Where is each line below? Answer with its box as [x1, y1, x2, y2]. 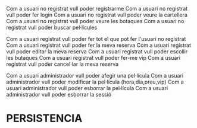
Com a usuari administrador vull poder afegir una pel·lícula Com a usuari [6, 72, 183, 79]
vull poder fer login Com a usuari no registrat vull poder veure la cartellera [6, 11, 187, 18]
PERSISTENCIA [6, 112, 83, 125]
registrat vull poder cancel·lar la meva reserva [6, 60, 119, 68]
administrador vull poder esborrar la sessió [6, 91, 112, 98]
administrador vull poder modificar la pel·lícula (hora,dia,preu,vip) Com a [6, 78, 185, 85]
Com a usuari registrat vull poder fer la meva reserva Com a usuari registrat [6, 41, 192, 49]
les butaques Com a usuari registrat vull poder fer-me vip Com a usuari [6, 55, 180, 61]
